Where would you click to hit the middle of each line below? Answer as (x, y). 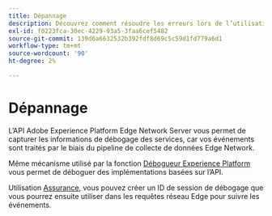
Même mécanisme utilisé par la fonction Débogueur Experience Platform (130, 163)
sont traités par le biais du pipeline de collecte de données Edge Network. (132, 147)
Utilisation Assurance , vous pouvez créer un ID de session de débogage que (136, 188)
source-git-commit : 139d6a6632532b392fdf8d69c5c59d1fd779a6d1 (115, 38)
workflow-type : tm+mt (45, 46)
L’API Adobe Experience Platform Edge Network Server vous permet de (127, 130)
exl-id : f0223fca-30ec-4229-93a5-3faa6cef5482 (88, 31)
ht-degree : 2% (32, 61)
